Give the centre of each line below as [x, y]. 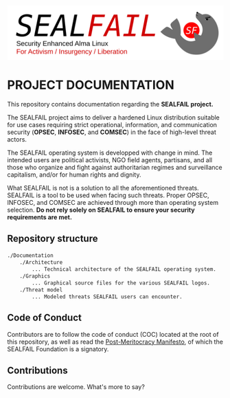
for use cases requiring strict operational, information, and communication [112, 124]
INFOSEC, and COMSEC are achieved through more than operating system [113, 202]
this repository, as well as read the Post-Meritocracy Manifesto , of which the [115, 342]
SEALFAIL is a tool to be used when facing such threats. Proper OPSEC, [108, 195]
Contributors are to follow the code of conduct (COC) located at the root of [113, 334]
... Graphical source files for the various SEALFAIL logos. [121, 283]
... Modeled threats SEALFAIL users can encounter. [107, 297]
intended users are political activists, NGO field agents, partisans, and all [110, 159]
